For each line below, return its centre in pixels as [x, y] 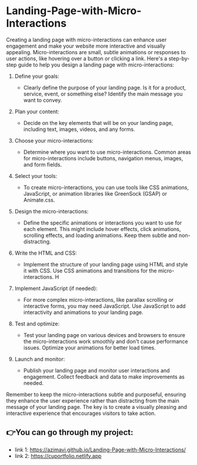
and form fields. [43, 164]
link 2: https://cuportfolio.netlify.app [58, 456]
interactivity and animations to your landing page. [84, 312]
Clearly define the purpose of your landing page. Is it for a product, [105, 87]
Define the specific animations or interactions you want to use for [103, 223]
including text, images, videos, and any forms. [79, 129]
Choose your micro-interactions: [54, 140]
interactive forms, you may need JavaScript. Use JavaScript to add [105, 306]
